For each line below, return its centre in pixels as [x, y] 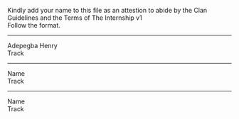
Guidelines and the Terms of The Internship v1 [75, 18]
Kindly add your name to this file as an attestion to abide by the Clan [107, 10]
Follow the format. [34, 25]
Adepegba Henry [33, 46]
